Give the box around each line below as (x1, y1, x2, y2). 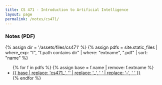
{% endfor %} (12, 75, 41, 81)
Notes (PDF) (5, 33, 35, 40)
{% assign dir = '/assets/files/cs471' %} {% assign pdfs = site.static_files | (5, 44, 157, 50)
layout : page (5, 12, 32, 17)
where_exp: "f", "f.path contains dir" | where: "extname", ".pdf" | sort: (5, 49, 148, 55)
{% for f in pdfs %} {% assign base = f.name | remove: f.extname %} (12, 64, 154, 70)
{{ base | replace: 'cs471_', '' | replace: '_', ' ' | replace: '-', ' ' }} (12, 70, 141, 76)
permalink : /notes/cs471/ (5, 16, 59, 21)
